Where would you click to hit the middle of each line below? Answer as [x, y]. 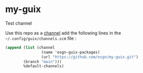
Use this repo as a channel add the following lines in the [63, 33]
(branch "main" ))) [43, 61]
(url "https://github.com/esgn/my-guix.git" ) [90, 57]
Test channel [19, 23]
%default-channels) [44, 66]
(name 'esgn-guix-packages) [70, 52]
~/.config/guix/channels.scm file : [41, 38]
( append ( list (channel [30, 47]
